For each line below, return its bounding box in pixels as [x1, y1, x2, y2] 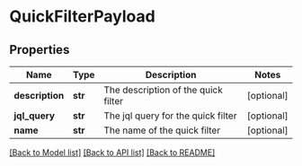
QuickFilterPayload [9, 6, 155, 27]
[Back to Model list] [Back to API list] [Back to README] [9, 147, 216, 158]
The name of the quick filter [102, 124, 221, 136]
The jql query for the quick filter [102, 109, 237, 122]
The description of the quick [102, 83, 223, 96]
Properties [9, 42, 70, 57]
